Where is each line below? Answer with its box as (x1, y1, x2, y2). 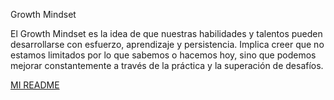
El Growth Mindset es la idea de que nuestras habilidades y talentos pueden (10, 28, 323, 39)
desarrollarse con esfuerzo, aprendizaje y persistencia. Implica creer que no (10, 39, 325, 50)
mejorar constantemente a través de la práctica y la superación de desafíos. (10, 60, 324, 71)
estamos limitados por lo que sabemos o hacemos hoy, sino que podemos (10, 49, 317, 61)
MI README (10, 79, 60, 91)
